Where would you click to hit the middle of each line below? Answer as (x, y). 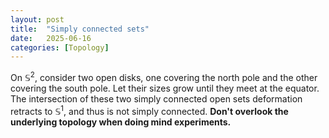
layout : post (37, 19)
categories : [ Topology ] (60, 47)
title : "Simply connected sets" (80, 29)
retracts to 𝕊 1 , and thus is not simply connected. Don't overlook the (149, 110)
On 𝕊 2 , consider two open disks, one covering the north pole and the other (164, 76)
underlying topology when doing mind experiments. (121, 122)
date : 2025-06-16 (51, 38)
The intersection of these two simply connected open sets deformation (156, 98)
